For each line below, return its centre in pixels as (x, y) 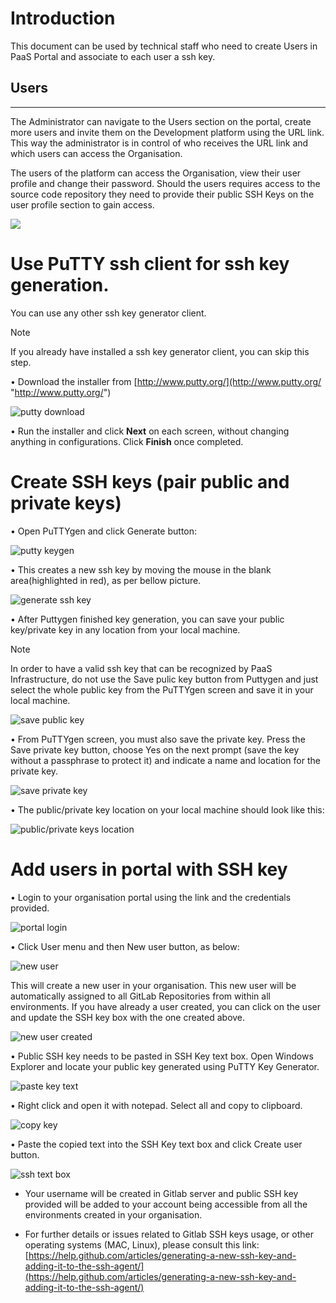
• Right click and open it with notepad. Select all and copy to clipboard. (156, 1105)
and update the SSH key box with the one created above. (128, 1017)
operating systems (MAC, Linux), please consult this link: (142, 1244)
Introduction (63, 18)
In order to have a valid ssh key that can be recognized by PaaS (141, 668)
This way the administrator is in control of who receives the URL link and (159, 143)
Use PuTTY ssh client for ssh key (150, 263)
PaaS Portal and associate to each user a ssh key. (113, 56)
